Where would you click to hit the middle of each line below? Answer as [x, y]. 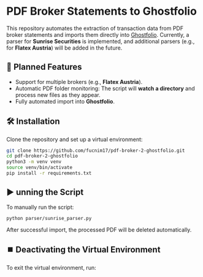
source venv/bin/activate [39, 168]
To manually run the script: [40, 207]
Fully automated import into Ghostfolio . [65, 101]
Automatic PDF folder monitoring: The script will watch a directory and [105, 88]
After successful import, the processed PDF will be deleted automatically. [99, 230]
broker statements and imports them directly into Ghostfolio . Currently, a [98, 34]
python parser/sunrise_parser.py [49, 218]
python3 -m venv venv [34, 162]
